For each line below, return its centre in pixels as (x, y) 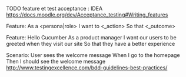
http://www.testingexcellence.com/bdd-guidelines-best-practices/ (87, 68)
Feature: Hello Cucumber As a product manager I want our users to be (91, 37)
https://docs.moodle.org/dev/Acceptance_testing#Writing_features (87, 15)
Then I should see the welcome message (56, 61)
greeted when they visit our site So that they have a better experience (91, 44)
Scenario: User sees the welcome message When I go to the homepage (93, 55)
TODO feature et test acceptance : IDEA (54, 9)
